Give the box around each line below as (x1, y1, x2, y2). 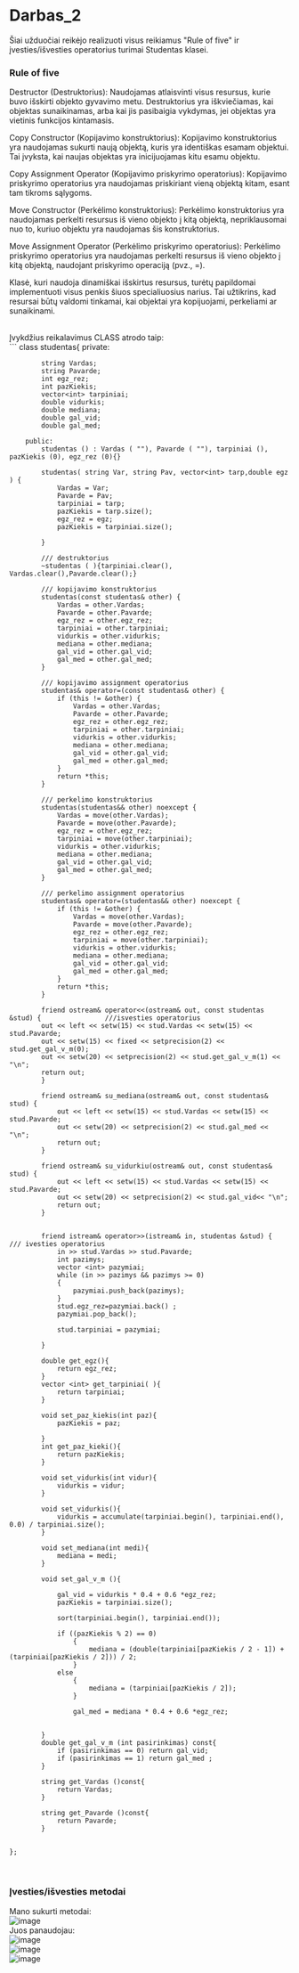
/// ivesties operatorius (9, 1240, 105, 1249)
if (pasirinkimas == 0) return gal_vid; (56, 1747, 209, 1756)
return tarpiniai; (56, 1388, 125, 1397)
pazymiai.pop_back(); (56, 1310, 138, 1319)
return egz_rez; (56, 1365, 117, 1374)
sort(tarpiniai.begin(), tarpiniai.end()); (56, 1614, 221, 1623)
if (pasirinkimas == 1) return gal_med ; (56, 1754, 214, 1764)
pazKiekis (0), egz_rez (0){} (9, 452, 122, 461)
